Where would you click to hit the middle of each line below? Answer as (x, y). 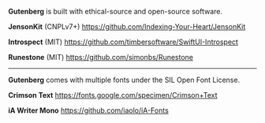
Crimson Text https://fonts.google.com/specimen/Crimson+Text (113, 95)
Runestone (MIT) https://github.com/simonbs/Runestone (101, 57)
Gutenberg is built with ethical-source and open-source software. (116, 11)
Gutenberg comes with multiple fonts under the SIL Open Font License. (124, 80)
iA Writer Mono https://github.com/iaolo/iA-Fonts (89, 110)
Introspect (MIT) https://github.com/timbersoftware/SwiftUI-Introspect (123, 42)
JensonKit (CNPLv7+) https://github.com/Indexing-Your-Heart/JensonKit (127, 26)
